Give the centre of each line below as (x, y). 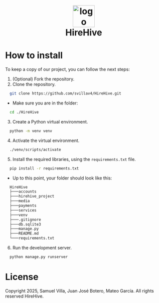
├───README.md (24, 233)
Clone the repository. (34, 84)
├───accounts (23, 192)
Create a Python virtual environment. (50, 121)
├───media (20, 201)
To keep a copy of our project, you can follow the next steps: (68, 69)
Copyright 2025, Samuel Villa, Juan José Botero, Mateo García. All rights (79, 290)
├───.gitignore (25, 219)
